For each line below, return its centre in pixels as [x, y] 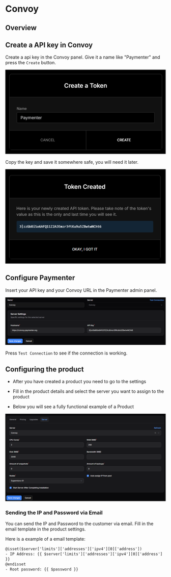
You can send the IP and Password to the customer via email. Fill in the [79, 524]
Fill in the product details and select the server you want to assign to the [88, 391]
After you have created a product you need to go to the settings [79, 382]
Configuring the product [45, 369]
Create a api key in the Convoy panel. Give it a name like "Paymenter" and [83, 57]
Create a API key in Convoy [49, 45]
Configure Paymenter [40, 278]
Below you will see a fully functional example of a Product [73, 407]
